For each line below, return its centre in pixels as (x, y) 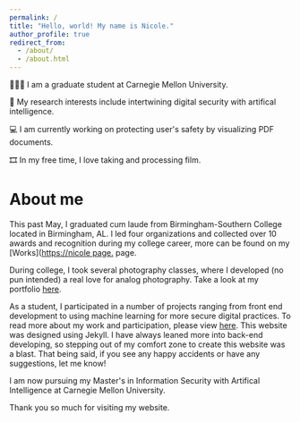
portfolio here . (35, 289)
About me (47, 200)
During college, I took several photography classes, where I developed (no (146, 270)
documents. (31, 142)
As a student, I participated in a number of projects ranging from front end (146, 306)
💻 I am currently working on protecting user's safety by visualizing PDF (142, 129)
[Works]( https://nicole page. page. (73, 252)
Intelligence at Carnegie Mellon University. (87, 390)
